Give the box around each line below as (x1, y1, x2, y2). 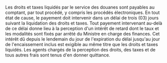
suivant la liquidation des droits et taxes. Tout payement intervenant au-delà (5, 20, 162, 26)
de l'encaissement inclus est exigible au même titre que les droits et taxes (5, 41, 158, 47)
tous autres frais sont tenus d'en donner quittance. (5, 52, 111, 58)
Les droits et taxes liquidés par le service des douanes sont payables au (5, 4, 155, 10)
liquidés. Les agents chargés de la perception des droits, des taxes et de (5, 47, 156, 52)
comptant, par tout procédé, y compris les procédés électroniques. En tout (5, 9, 160, 15)
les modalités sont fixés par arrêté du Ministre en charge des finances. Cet (5, 31, 160, 36)
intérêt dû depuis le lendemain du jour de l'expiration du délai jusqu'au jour (5, 36, 160, 42)
